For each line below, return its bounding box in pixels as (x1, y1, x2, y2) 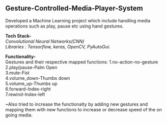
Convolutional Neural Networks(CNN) (5, 38, 85, 44)
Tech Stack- (5, 33, 32, 39)
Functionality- (5, 53, 36, 59)
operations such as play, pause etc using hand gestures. (5, 23, 124, 29)
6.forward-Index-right (5, 86, 51, 92)
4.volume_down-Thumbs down (5, 75, 70, 81)
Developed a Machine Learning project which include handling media (5, 17, 151, 23)
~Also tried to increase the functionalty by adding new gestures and (5, 101, 148, 107)
